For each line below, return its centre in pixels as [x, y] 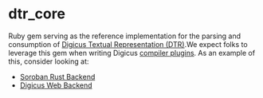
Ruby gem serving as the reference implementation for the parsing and [125, 36]
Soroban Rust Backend [57, 76]
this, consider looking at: [49, 61]
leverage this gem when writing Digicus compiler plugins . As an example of [132, 53]
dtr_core [37, 14]
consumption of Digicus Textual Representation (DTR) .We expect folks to [128, 44]
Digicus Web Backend [56, 85]
